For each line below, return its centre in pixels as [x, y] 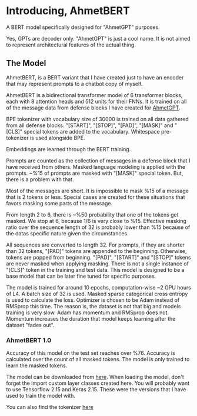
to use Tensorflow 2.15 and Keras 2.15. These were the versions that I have [96, 390]
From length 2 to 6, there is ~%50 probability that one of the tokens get [92, 214]
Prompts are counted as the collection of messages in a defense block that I [98, 161]
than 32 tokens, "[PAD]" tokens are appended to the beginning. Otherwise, [96, 251]
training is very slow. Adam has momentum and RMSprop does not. [88, 312]
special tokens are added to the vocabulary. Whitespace [91, 131]
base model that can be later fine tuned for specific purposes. [81, 276]
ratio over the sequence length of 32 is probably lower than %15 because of [98, 227]
